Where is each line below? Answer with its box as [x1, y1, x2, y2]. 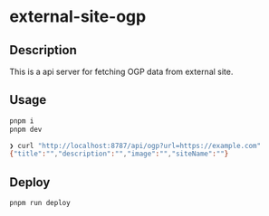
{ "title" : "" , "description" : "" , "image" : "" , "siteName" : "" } [9, 149, 229, 159]
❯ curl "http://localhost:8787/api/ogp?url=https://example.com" [9, 141, 261, 150]
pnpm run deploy [9, 199, 71, 208]
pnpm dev [9, 125, 43, 134]
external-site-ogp [9, 6, 147, 27]
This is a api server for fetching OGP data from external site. [9, 66, 234, 77]
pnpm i [9, 116, 34, 126]
